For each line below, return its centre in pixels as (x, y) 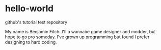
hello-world (29, 9)
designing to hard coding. (31, 42)
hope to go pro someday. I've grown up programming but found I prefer (77, 37)
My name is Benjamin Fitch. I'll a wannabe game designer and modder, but (80, 31)
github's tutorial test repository (36, 22)
